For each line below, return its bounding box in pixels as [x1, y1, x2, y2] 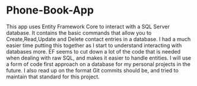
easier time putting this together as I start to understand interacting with [6, 42, 182, 49]
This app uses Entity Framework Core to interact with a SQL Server [6, 23, 170, 30]
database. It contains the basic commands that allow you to [6, 29, 152, 36]
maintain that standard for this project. [6, 73, 100, 80]
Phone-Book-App [6, 4, 94, 17]
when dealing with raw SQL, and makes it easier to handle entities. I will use [6, 54, 192, 61]
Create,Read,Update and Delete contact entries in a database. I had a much [6, 35, 191, 42]
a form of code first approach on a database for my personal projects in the [6, 60, 191, 68]
